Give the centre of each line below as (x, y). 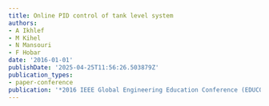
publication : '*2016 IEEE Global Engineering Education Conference (123, 90)
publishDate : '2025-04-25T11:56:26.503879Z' (84, 68)
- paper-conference (41, 82)
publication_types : (41, 75)
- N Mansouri (30, 45)
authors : (23, 23)
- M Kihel (25, 38)
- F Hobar (25, 53)
